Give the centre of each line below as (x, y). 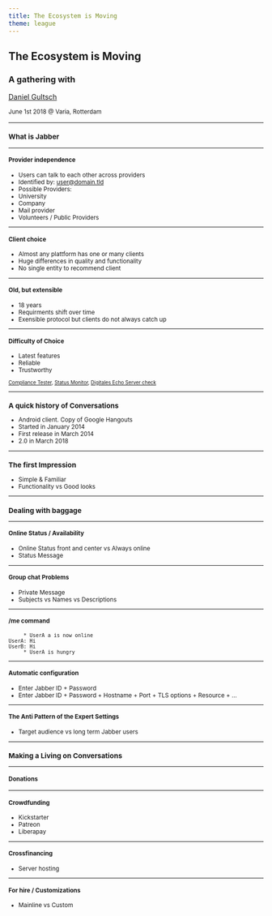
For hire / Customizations (45, 890)
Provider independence (42, 160)
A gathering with (42, 79)
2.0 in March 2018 (43, 441)
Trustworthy (35, 370)
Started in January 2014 (51, 427)
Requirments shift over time (57, 312)
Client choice (28, 239)
